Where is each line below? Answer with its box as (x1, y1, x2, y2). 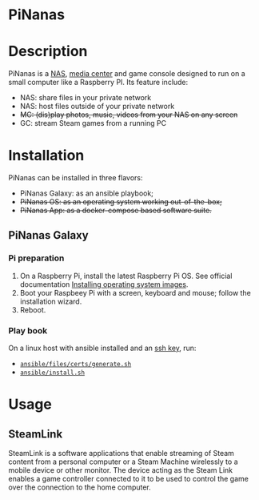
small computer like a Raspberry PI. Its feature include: (8, 78, 189, 87)
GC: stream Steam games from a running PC (19, 119, 166, 128)
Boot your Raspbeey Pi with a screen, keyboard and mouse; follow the (19, 288, 252, 297)
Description (8, 42, 88, 61)
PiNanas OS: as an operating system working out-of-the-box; (19, 197, 222, 207)
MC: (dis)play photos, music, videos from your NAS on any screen (19, 110, 238, 119)
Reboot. (19, 304, 46, 314)
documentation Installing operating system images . (19, 279, 189, 289)
